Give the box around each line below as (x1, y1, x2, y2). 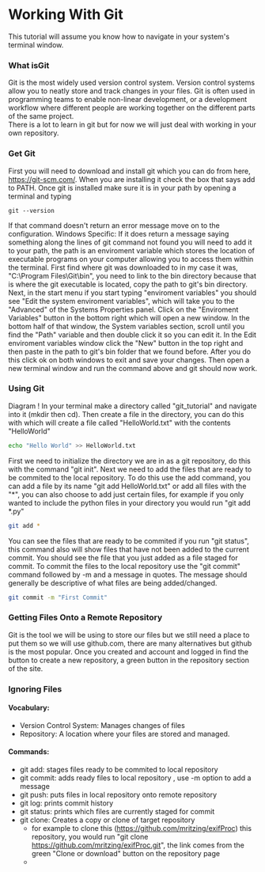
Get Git (8, 148, 36, 159)
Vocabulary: (8, 703, 50, 713)
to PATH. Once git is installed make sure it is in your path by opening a (8, 183, 237, 192)
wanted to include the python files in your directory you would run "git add (8, 498, 251, 507)
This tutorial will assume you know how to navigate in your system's (8, 32, 230, 41)
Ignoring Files (8, 683, 62, 694)
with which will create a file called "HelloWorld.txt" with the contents (8, 418, 231, 427)
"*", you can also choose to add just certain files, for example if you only (8, 489, 244, 499)
